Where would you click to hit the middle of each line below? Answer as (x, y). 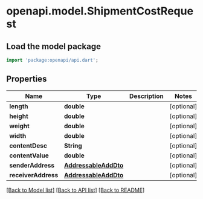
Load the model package (54, 46)
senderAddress (32, 165)
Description (147, 96)
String (73, 145)
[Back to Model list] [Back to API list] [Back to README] (76, 190)
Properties (27, 79)
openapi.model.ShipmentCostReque (100, 11)
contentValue (29, 155)
